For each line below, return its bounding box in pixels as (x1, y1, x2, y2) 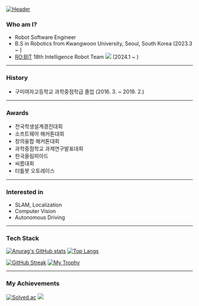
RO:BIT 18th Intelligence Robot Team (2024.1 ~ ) (14, 53, 139, 60)
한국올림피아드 (14, 152, 49, 159)
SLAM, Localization (14, 201, 62, 208)
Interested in (6, 188, 43, 196)
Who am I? (6, 20, 37, 28)
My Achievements (6, 279, 60, 288)
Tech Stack (6, 234, 40, 243)
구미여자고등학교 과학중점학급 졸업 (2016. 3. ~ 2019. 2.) (14, 88, 145, 95)
